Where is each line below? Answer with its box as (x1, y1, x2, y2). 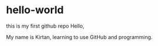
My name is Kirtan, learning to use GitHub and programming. (6, 33, 153, 40)
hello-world (6, 3, 64, 17)
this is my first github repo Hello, (6, 22, 85, 29)
